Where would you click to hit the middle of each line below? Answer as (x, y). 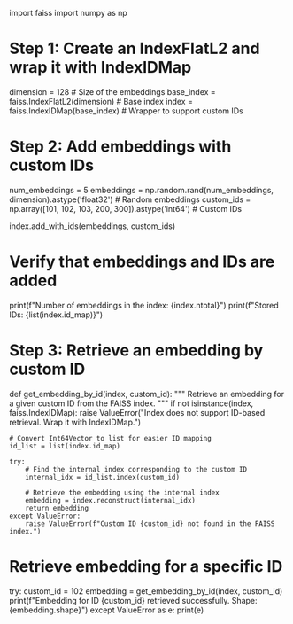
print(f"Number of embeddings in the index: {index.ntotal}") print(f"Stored (144, 305)
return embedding (57, 508)
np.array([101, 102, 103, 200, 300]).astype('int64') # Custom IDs (125, 208)
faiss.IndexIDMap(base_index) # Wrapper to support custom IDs (126, 111)
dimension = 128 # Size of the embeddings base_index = (113, 91)
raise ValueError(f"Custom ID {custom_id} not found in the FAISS (150, 523)
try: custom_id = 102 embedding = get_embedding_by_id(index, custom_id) (146, 591)
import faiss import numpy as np (69, 13)
